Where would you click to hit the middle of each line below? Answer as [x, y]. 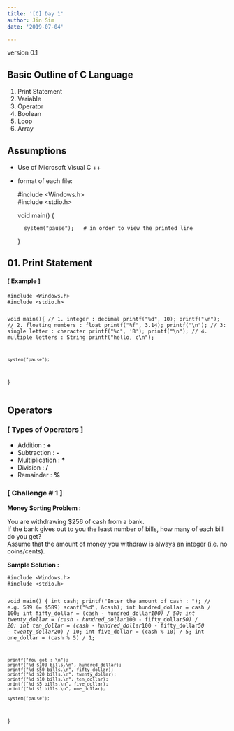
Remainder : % [39, 475]
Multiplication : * [41, 460]
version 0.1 [23, 52]
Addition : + [34, 445]
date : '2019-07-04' [36, 27]
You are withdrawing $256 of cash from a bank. [76, 522]
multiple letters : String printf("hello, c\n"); [81, 338]
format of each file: [45, 181]
